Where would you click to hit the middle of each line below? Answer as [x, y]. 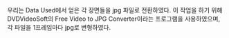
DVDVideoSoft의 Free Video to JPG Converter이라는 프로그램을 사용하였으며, [113, 19]
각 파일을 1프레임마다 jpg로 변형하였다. [59, 27]
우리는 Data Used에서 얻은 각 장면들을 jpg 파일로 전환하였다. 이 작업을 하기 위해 [115, 10]
